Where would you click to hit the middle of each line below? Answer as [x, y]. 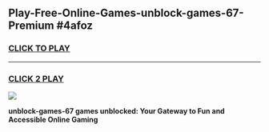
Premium [31, 26]
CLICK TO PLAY [39, 49]
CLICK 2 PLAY [36, 78]
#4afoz [75, 26]
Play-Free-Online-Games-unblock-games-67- [126, 13]
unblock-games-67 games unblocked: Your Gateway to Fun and [117, 110]
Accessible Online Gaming [53, 119]
